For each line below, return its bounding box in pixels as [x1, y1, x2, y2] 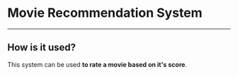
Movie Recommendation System [7, 5, 203, 21]
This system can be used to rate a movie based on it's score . [7, 60, 188, 68]
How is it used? [7, 42, 76, 53]
